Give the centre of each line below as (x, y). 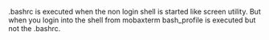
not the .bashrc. (35, 28)
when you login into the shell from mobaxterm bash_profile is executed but (132, 20)
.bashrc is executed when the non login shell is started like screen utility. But (134, 12)
